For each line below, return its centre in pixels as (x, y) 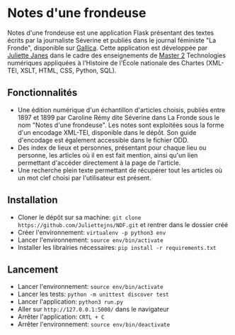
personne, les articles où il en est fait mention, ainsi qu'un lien (108, 155)
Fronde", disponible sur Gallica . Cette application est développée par (108, 48)
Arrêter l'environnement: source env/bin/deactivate (94, 324)
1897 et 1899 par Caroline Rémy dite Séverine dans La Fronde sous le (119, 117)
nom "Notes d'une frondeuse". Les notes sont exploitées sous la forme (121, 125)
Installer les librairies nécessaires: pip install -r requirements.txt (117, 247)
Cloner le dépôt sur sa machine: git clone (79, 217)
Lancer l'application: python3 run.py (70, 302)
